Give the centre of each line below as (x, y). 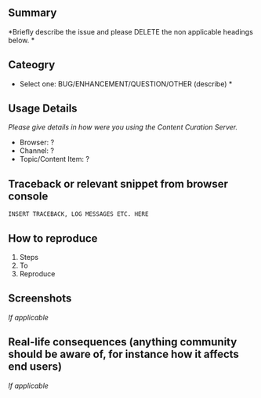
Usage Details (43, 109)
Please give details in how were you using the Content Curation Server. (123, 127)
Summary (33, 13)
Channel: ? (37, 151)
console (28, 196)
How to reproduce (53, 238)
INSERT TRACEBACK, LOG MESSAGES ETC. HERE (78, 214)
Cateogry (32, 65)
